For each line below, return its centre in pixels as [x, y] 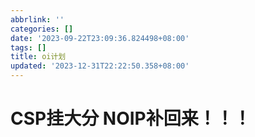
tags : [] [28, 47]
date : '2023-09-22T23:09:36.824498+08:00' [100, 38]
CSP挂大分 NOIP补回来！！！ [131, 118]
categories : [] [42, 29]
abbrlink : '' [37, 19]
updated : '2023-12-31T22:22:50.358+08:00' [100, 66]
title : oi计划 [38, 57]
